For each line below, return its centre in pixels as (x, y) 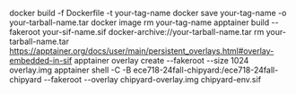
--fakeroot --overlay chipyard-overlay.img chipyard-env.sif (152, 79)
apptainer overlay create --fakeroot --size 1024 (161, 60)
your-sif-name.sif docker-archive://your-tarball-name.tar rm (153, 32)
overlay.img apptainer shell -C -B (70, 70)
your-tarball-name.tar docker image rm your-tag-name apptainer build (139, 22)
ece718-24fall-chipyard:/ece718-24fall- (206, 70)
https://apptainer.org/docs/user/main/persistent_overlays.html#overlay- (142, 51)
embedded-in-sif (41, 60)
